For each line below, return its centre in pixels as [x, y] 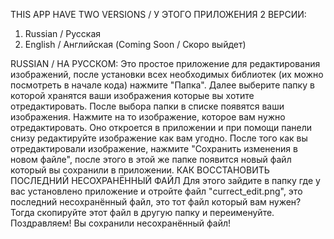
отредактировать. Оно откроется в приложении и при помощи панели [161, 127]
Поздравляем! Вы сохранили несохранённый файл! [121, 223]
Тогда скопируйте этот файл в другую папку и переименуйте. [142, 212]
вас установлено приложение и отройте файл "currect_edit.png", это [156, 191]
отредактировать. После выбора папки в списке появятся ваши [147, 106]
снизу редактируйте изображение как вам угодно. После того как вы [159, 138]
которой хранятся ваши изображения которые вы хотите [132, 95]
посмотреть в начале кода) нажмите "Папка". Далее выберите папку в [162, 85]
